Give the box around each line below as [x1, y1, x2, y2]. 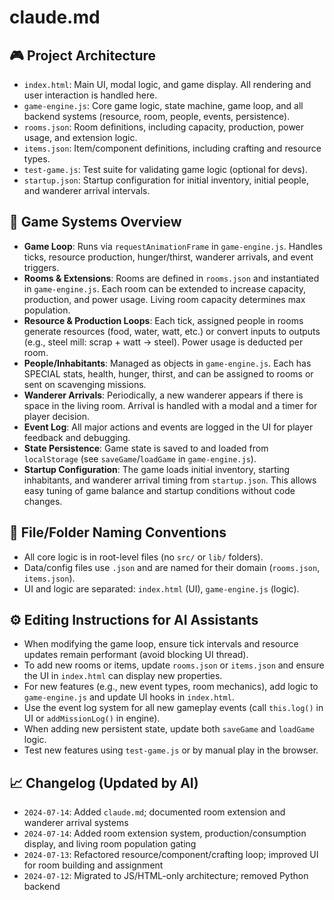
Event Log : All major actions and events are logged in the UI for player [23, 421, 314, 433]
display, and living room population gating [23, 838, 197, 850]
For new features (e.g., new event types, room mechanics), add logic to [23, 681, 319, 693]
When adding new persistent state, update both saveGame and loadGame [23, 723, 315, 735]
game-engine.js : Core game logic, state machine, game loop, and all [23, 100, 304, 111]
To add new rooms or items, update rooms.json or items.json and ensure [23, 659, 325, 671]
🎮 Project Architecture [9, 47, 157, 64]
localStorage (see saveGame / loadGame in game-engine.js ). [23, 452, 257, 465]
